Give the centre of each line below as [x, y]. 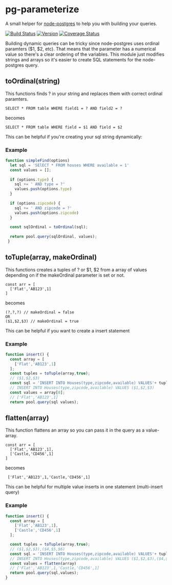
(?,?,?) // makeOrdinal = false [40, 312]
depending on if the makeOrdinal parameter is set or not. [65, 275]
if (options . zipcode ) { [35, 203]
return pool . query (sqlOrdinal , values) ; [53, 237]
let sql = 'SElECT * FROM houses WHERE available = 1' [70, 165]
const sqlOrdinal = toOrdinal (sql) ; [49, 227]
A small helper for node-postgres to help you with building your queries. [81, 24]
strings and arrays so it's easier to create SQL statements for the [73, 59]
